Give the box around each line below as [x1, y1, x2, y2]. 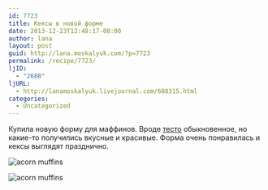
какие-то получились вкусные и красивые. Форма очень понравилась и [8, 133, 261, 142]
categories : [8, 95, 49, 103]
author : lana [8, 34, 53, 43]
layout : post [8, 42, 53, 50]
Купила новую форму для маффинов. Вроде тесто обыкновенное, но [8, 125, 248, 134]
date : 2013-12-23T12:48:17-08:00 [8, 27, 122, 35]
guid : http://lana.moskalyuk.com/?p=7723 [8, 49, 151, 57]
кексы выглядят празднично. [8, 141, 110, 151]
